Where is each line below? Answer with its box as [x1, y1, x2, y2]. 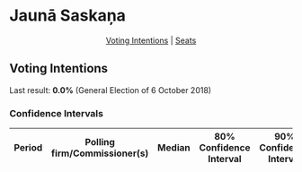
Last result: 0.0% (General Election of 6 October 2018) [9, 84, 212, 95]
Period [13, 142, 43, 154]
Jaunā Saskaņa [9, 5, 126, 26]
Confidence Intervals [9, 107, 103, 119]
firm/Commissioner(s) [50, 147, 149, 159]
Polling [84, 136, 115, 149]
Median [156, 142, 191, 154]
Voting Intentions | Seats [105, 35, 197, 46]
